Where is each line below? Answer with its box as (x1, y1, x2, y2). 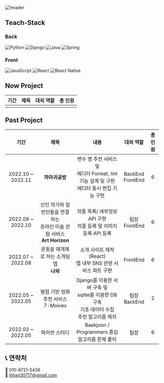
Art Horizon (41, 237, 69, 244)
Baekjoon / (84, 322, 110, 328)
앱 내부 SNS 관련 (76, 260, 113, 267)
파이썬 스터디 (41, 329, 70, 336)
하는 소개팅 (46, 253, 70, 260)
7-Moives (43, 302, 67, 309)
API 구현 (88, 215, 106, 222)
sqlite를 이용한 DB (77, 291, 117, 298)
